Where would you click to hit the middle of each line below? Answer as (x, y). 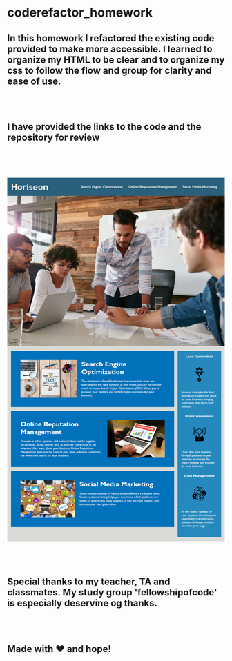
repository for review (54, 138)
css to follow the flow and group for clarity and (109, 70)
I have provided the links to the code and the (104, 127)
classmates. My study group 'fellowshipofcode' (112, 592)
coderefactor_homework (80, 13)
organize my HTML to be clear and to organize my (116, 60)
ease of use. (34, 81)
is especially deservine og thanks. (82, 603)
